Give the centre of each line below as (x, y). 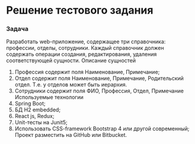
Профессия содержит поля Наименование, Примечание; (87, 72)
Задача (17, 29)
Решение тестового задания (80, 10)
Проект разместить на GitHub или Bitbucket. (71, 135)
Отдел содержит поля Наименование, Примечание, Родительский (99, 78)
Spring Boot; (30, 104)
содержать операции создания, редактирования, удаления (81, 55)
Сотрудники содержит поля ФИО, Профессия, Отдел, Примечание (99, 91)
